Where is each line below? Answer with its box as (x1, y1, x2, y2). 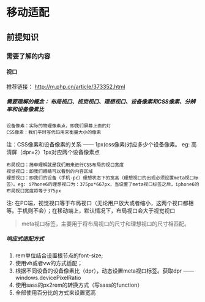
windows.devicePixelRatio (15, 274, 81, 281)
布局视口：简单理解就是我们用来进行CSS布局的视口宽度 (6, 162, 124, 168)
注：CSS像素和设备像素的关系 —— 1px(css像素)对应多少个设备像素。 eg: (6, 140, 190, 148)
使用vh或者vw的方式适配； (15, 259, 83, 266)
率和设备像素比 (6, 105, 44, 113)
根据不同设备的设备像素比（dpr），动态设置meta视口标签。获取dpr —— (15, 267, 195, 274)
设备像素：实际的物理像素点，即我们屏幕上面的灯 (6, 123, 111, 129)
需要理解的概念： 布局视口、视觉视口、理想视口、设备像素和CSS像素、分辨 (6, 98, 196, 105)
